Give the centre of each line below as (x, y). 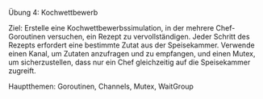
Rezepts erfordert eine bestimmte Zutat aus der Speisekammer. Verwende (132, 45)
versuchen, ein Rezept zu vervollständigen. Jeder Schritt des (148, 37)
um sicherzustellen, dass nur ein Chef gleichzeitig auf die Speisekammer (129, 62)
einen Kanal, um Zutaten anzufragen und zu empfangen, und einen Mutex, (132, 54)
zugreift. (22, 71)
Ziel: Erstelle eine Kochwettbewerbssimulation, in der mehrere (111, 28)
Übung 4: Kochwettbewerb (53, 12)
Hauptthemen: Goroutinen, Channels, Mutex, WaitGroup (101, 86)
